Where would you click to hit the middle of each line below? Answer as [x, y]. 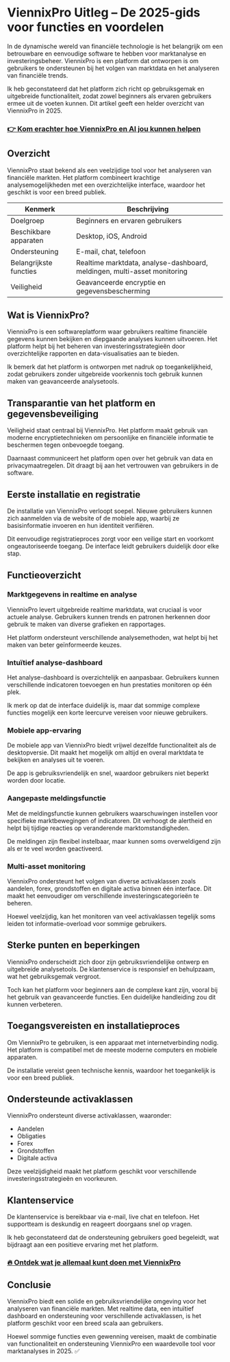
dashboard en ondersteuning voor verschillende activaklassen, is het [104, 1315]
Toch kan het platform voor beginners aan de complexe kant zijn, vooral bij [112, 989]
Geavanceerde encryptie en [121, 282]
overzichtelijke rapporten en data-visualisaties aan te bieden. [93, 354]
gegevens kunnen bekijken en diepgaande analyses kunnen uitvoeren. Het [112, 339]
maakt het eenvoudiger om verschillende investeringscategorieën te [103, 896]
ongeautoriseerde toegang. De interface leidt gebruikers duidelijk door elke [113, 546]
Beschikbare [31, 231]
